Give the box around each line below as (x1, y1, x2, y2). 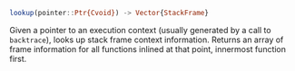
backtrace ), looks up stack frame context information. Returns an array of (9, 34, 284, 45)
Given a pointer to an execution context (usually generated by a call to (9, 24, 271, 35)
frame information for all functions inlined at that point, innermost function (9, 43, 287, 54)
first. (9, 53, 27, 64)
